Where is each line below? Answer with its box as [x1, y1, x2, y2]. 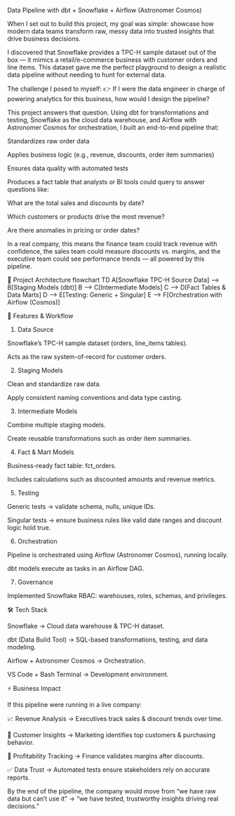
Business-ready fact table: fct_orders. [7, 462, 117, 469]
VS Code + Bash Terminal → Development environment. [7, 671, 169, 678]
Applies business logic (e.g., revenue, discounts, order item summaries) [7, 150, 215, 159]
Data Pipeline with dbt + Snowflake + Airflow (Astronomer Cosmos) [7, 6, 202, 14]
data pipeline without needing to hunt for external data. [7, 70, 166, 79]
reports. [7, 773, 30, 782]
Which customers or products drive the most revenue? [7, 212, 165, 221]
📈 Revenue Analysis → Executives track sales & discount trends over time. [7, 715, 223, 723]
